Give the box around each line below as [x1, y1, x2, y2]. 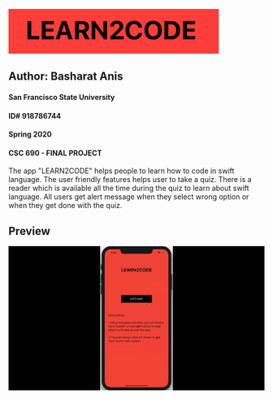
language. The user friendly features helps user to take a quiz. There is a [8, 175, 252, 184]
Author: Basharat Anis [8, 70, 123, 84]
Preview [8, 224, 51, 238]
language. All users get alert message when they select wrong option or [8, 192, 249, 202]
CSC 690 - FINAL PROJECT [8, 148, 102, 158]
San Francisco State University [8, 92, 115, 102]
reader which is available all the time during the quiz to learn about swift [8, 184, 249, 193]
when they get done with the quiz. [8, 201, 123, 210]
